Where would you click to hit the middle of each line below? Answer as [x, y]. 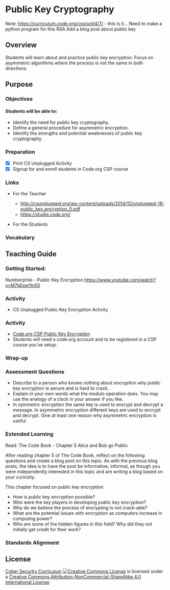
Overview [21, 45]
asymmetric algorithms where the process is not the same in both [74, 63]
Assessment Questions [35, 372]
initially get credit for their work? [47, 529]
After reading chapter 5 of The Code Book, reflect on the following [75, 455]
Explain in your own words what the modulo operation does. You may [86, 394]
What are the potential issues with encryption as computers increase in [87, 513]
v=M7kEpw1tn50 [23, 285]
